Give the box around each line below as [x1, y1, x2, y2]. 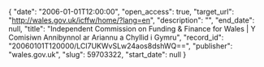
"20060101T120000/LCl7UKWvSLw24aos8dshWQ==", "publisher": [8, 41, 233, 51]
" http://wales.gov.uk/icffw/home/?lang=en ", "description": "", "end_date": [8, 15, 255, 25]
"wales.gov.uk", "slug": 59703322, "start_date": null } [8, 50, 187, 59]
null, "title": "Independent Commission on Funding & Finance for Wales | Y [8, 24, 256, 33]
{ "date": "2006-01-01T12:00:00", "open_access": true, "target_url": [8, 7, 235, 16]
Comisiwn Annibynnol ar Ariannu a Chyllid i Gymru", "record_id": [8, 32, 224, 42]
